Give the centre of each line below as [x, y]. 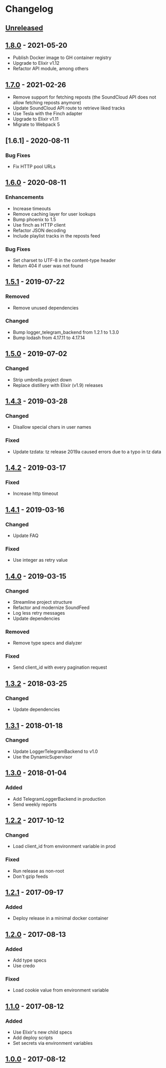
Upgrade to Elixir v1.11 [36, 119]
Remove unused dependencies [45, 308]
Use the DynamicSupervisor [43, 757]
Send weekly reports [35, 804]
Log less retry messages [39, 613]
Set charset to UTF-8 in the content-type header [64, 260]
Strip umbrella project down [42, 380]
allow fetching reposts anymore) [47, 103]
